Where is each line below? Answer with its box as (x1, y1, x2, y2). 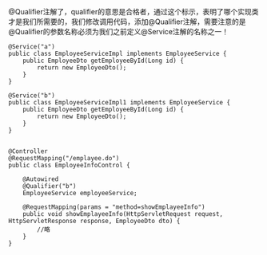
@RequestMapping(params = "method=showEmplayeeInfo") (22, 203, 205, 211)
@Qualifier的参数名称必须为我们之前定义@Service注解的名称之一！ (8, 27, 229, 36)
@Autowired (22, 175, 59, 183)
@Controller (8, 147, 48, 155)
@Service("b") (8, 92, 56, 100)
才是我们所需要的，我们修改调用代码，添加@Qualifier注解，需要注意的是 (8, 17, 246, 26)
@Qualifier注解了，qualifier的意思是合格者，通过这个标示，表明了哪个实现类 (8, 7, 259, 16)
